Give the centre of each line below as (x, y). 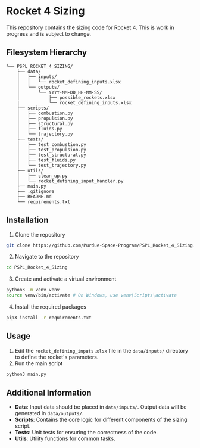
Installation (27, 220)
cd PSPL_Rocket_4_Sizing (37, 267)
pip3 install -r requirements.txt (49, 318)
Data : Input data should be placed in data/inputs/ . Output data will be (101, 407)
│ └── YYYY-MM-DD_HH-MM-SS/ (60, 92)
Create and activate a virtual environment (65, 279)
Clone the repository (40, 234)
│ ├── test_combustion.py (51, 144)
